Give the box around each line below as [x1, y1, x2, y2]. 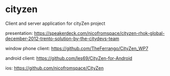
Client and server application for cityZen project [5, 20, 106, 26]
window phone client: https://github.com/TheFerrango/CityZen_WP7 [5, 45, 149, 51]
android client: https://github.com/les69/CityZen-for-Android [5, 55, 132, 61]
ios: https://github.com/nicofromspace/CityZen [5, 65, 104, 71]
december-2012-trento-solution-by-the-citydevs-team [5, 35, 119, 42]
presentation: [5, 30, 33, 36]
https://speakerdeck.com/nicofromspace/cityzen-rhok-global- [33, 30, 165, 36]
